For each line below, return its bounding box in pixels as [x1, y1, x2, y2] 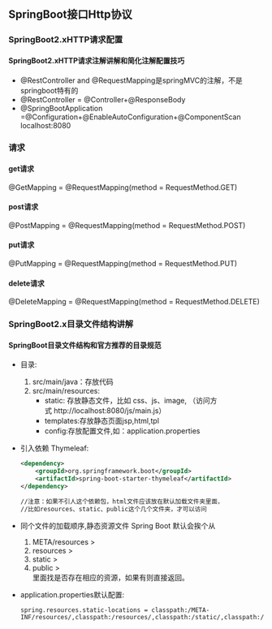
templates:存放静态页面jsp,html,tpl [44, 416, 160, 426]
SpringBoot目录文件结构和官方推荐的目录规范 [8, 340, 162, 350]
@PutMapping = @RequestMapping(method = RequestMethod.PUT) [8, 259, 238, 269]
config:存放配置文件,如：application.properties [44, 426, 201, 436]
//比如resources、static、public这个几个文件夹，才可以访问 [19, 505, 207, 513]
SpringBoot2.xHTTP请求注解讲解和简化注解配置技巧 [8, 55, 185, 65]
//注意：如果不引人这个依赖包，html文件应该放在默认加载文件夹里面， [19, 498, 224, 506]
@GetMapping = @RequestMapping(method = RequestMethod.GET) [8, 182, 238, 192]
